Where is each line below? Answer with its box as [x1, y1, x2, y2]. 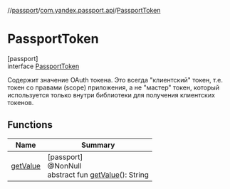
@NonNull [47, 161, 82, 171]
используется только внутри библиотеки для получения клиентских [7, 90, 216, 99]
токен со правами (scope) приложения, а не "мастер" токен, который [7, 83, 219, 92]
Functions [7, 119, 53, 131]
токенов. [7, 98, 34, 107]
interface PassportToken [7, 62, 80, 70]
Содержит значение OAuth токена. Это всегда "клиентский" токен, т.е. [7, 75, 223, 84]
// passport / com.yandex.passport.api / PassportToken [7, 6, 161, 14]
